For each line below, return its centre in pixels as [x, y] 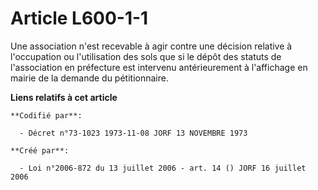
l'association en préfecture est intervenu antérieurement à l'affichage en [159, 67]
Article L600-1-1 [79, 18]
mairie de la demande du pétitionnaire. [89, 78]
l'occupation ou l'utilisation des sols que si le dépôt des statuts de [146, 56]
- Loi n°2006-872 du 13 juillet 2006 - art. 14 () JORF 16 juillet [163, 168]
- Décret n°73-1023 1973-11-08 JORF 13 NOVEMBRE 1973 [133, 133]
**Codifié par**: [46, 115]
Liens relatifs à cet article [64, 97]
